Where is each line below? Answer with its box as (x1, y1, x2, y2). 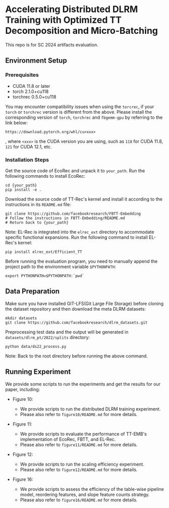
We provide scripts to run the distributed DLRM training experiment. (20, 405, 161, 412)
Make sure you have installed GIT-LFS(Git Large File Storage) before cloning (5, 300, 164, 307)
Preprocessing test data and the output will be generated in (5, 329, 129, 335)
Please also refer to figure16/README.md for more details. (20, 496, 138, 503)
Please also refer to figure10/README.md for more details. (20, 411, 138, 417)
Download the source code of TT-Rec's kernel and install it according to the (5, 196, 163, 202)
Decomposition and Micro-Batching (5, 25, 158, 36)
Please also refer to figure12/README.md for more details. (20, 466, 138, 473)
